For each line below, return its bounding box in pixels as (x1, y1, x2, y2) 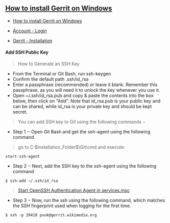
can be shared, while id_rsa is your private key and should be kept (12, 104, 152, 110)
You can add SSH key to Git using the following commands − (17, 119, 146, 125)
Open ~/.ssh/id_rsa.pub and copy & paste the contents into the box (12, 92, 154, 99)
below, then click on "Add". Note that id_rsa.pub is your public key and (12, 98, 161, 104)
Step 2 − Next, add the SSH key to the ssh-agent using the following (12, 163, 157, 169)
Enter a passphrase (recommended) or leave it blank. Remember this (12, 82, 158, 88)
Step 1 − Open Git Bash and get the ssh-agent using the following (12, 129, 151, 135)
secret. (12, 109, 28, 115)
